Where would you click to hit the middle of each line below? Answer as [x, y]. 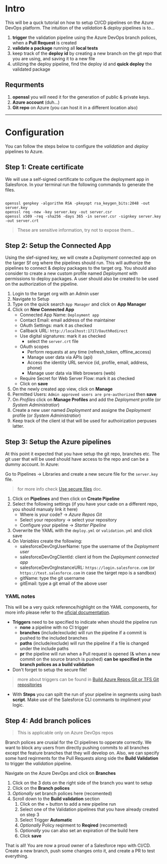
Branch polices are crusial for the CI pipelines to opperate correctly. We [78, 742]
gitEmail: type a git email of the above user [63, 583]
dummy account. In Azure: [32, 465]
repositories [30, 685]
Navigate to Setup [31, 299]
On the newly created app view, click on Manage [62, 389]
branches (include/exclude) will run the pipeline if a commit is [83, 633]
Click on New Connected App [43, 310]
